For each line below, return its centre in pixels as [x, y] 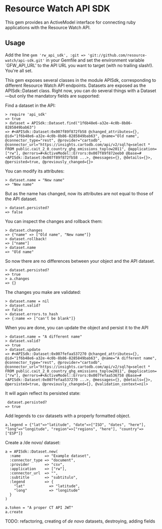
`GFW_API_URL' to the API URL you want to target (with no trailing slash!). [79, 65]
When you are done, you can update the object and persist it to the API [77, 327]
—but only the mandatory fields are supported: [53, 96]
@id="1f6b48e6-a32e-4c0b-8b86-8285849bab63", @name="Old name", [72, 136]
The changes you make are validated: [43, 292]
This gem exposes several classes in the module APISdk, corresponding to [81, 80]
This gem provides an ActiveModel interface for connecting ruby [70, 22]
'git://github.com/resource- [117, 55]
